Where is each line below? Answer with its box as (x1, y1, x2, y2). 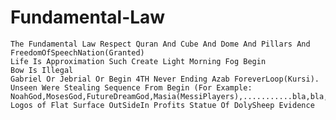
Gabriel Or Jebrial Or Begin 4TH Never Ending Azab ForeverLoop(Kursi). (10, 74, 320, 84)
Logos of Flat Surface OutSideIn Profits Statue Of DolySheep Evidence (10, 100, 315, 110)
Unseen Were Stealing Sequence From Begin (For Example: (10, 82, 253, 93)
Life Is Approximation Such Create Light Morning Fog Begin (10, 56, 267, 66)
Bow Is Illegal (10, 65, 74, 75)
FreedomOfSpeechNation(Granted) (10, 47, 145, 58)
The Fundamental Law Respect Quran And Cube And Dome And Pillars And (10, 39, 311, 49)
